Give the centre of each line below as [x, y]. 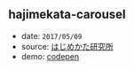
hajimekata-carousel [67, 15]
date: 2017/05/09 [51, 35]
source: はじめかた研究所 [67, 46]
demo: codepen [50, 56]
